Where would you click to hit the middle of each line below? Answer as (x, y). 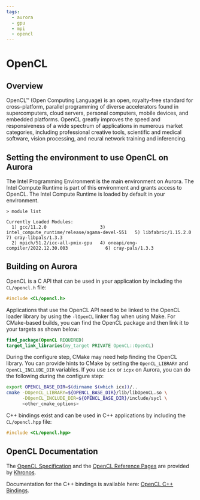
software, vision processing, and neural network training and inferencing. (96, 139)
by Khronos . (21, 472)
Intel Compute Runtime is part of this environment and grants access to (94, 187)
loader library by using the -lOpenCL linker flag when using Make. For (91, 316)
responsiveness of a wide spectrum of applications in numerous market (95, 126)
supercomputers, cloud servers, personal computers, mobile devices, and (97, 113)
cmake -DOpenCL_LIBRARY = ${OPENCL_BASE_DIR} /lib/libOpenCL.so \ (87, 393)
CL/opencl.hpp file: (29, 421)
